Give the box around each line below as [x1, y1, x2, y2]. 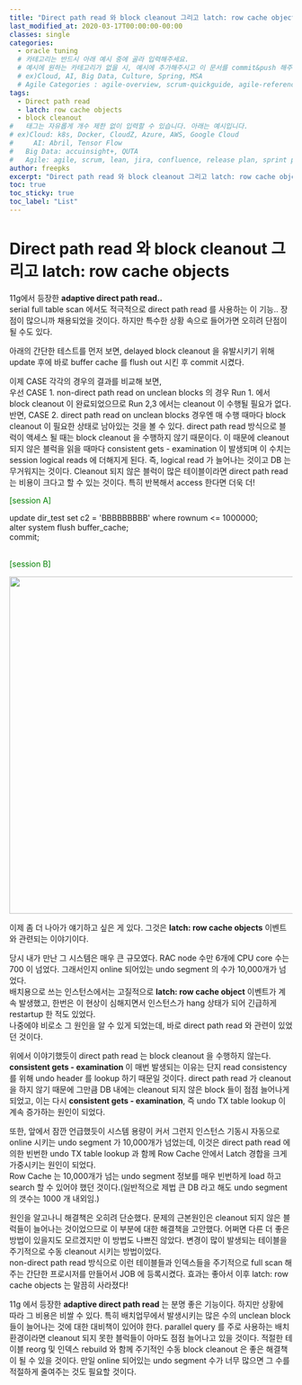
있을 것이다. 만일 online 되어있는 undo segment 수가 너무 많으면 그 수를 [37, 1354, 290, 1365]
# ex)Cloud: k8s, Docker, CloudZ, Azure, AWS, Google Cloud [9, 130, 240, 139]
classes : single [9, 30, 70, 39]
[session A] [9, 495, 52, 505]
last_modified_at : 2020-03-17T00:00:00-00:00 [9, 22, 182, 31]
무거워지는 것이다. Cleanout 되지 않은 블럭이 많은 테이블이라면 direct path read [9, 465, 289, 477]
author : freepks [9, 164, 70, 173]
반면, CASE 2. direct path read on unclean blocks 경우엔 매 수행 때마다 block [9, 409, 286, 420]
